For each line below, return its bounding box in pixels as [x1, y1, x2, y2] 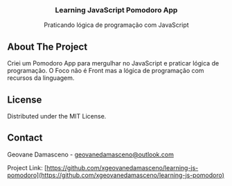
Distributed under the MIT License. [7, 112, 107, 120]
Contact [7, 132, 43, 144]
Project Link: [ [7, 163, 47, 172]
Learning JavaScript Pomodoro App [55, 5, 178, 14]
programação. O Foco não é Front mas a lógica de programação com [7, 67, 204, 75]
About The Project [7, 41, 88, 52]
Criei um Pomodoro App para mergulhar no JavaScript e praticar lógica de [7, 59, 220, 68]
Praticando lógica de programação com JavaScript [44, 21, 189, 29]
